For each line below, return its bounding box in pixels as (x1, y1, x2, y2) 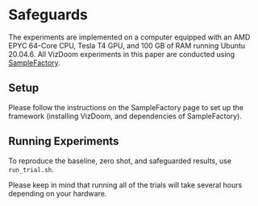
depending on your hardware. (8, 188, 107, 198)
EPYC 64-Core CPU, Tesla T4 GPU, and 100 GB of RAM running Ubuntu (8, 40, 246, 50)
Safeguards (8, 6, 89, 24)
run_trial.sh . (8, 164, 54, 174)
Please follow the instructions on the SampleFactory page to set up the (8, 102, 244, 112)
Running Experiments (8, 134, 119, 148)
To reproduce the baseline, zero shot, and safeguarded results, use (8, 155, 232, 166)
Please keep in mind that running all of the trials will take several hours (8, 179, 243, 190)
